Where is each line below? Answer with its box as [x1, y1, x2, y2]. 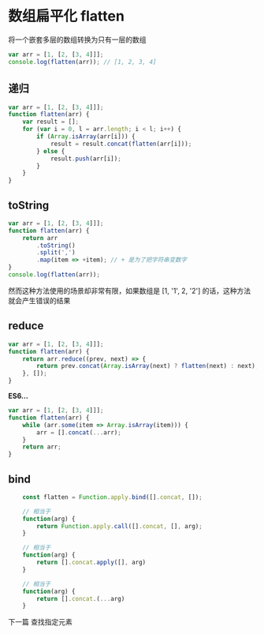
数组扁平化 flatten [8, 7, 125, 25]
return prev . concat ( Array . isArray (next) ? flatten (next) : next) [36, 362, 256, 370]
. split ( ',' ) [36, 249, 76, 257]
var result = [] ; [22, 118, 80, 126]
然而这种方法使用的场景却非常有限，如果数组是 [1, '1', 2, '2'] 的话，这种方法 [8, 286, 251, 295]
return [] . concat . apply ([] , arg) [36, 558, 147, 567]
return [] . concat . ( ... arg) [36, 595, 125, 602]
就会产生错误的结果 [8, 295, 71, 305]
